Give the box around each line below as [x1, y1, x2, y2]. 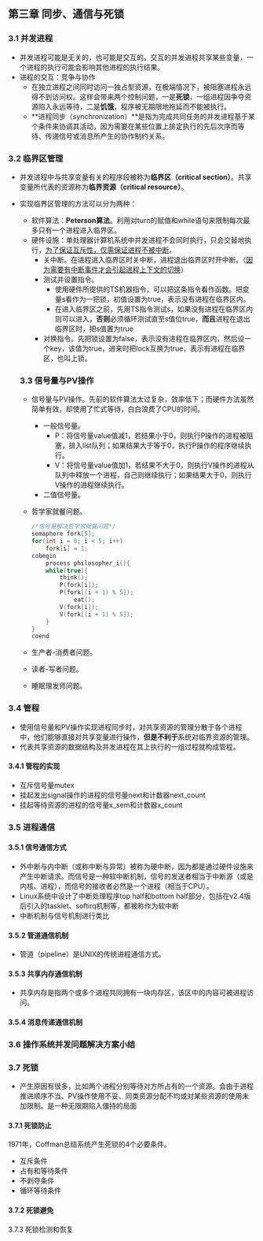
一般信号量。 [42, 421, 85, 431]
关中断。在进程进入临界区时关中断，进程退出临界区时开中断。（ [42, 255, 247, 264]
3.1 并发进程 [8, 33, 53, 44]
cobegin [31, 552, 57, 559]
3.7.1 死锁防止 [8, 1120, 53, 1130]
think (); [59, 574, 89, 581]
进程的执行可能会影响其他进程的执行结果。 [26, 62, 165, 72]
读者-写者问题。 [31, 664, 84, 674]
